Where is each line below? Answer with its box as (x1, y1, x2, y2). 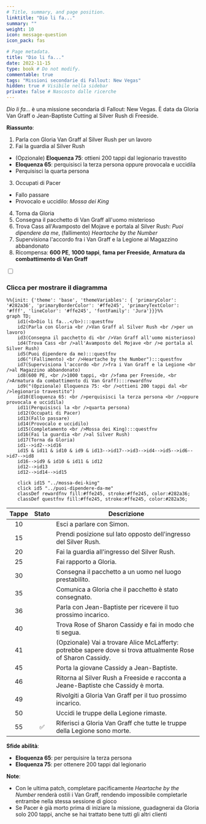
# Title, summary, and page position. (6, 9, 105, 15)
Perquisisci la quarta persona (15, 167, 90, 175)
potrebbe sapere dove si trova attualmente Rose (56, 646, 194, 654)
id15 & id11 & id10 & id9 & (17, 448, 89, 454)
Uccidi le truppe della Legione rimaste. (56, 709, 167, 718)
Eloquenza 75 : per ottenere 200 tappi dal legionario (15, 761, 147, 768)
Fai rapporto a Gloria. (56, 557, 117, 566)
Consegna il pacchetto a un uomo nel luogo (56, 568, 181, 576)
